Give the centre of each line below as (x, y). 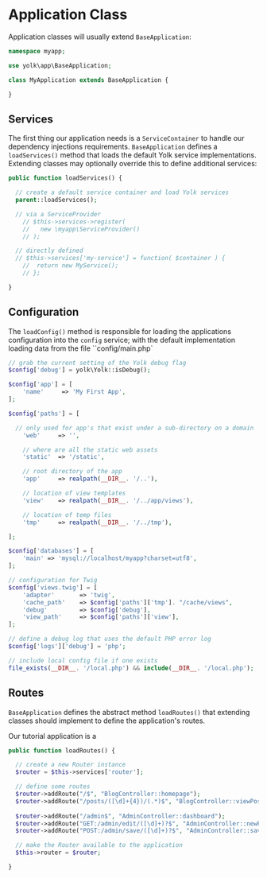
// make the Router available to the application (99, 845)
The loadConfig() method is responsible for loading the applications (120, 331)
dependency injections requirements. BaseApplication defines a (113, 147)
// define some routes (53, 787)
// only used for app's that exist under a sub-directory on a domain (135, 428)
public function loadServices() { (66, 178)
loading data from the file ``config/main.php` (81, 348)
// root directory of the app (73, 472)
